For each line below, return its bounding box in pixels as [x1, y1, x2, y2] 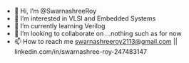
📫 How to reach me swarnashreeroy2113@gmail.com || [14, 38, 178, 45]
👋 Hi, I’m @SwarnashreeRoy [14, 7, 97, 15]
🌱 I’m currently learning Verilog [14, 22, 106, 30]
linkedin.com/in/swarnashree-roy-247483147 [14, 47, 148, 56]
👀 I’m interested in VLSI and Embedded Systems [14, 14, 156, 23]
